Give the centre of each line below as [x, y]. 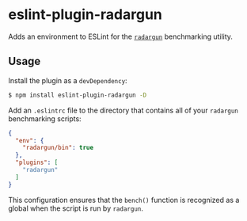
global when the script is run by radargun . [76, 208]
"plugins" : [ [37, 163]
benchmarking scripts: [45, 118]
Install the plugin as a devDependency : [68, 80]
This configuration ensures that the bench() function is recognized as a [124, 200]
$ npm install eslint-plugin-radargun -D [78, 95]
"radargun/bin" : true [58, 148]
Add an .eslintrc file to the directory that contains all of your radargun [123, 110]
